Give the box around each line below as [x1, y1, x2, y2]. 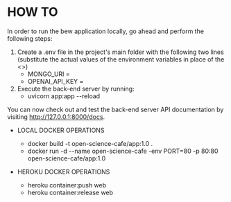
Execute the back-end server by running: [17, 84, 135, 93]
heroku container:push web [27, 181, 107, 189]
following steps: [7, 34, 53, 42]
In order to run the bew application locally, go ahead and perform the [7, 27, 205, 35]
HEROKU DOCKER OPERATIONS [17, 167, 110, 176]
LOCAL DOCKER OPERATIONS [17, 126, 105, 134]
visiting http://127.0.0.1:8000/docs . [7, 112, 105, 121]
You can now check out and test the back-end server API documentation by [7, 105, 224, 113]
